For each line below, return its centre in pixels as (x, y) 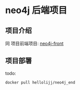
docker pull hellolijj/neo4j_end (40, 82)
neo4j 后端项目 (36, 10)
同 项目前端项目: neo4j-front (34, 43)
